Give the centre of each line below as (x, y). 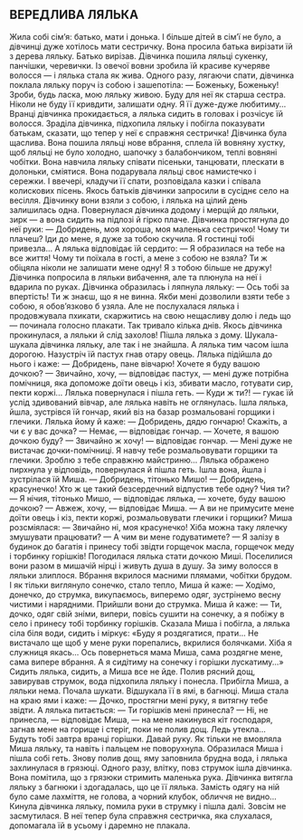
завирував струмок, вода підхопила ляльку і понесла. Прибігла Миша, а (149, 681)
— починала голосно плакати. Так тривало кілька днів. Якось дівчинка (146, 325)
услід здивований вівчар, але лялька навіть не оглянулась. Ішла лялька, (149, 402)
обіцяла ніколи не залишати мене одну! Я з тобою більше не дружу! (141, 267)
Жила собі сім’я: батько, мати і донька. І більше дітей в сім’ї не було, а (146, 36)
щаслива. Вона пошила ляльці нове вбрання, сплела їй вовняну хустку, (147, 142)
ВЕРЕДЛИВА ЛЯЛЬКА (74, 15)
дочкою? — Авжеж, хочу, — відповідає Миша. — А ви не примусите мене (152, 508)
